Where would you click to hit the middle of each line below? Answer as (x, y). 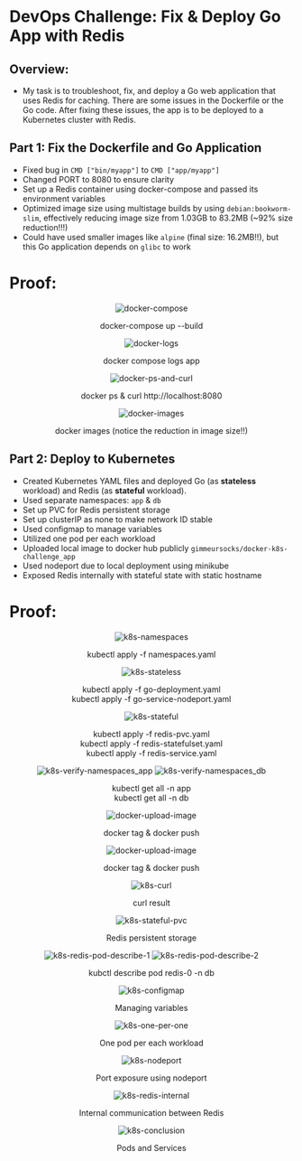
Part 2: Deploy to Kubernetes (92, 459)
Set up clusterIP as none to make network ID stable (118, 519)
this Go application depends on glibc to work (107, 247)
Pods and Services (151, 1147)
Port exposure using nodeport (151, 1078)
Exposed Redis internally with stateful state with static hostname (142, 575)
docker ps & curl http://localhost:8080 (151, 396)
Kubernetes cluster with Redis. (79, 120)
